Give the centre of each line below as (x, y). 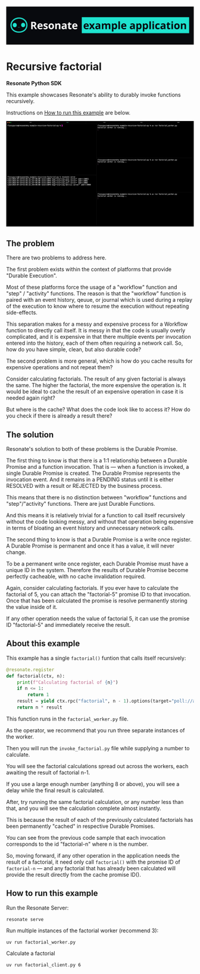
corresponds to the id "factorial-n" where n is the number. (77, 844)
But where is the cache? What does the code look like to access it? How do (98, 410)
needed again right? (31, 398)
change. (16, 552)
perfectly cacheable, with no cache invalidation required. (76, 576)
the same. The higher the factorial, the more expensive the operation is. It (96, 385)
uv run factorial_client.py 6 (44, 965)
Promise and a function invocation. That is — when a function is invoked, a (98, 466)
